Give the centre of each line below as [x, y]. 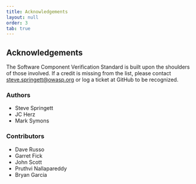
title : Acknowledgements [37, 12]
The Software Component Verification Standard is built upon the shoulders [98, 67]
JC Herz [25, 115]
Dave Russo [30, 149]
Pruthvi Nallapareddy [41, 168]
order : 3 [17, 23]
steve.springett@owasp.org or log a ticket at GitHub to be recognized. [92, 80]
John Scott [28, 162]
